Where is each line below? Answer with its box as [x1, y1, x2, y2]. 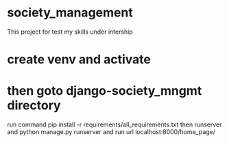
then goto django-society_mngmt [7, 83, 202, 99]
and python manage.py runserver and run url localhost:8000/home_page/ [7, 128, 216, 136]
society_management [7, 5, 134, 21]
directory [7, 98, 61, 113]
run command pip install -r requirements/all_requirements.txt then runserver [7, 120, 222, 129]
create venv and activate [7, 52, 152, 67]
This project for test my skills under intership [7, 27, 134, 36]
